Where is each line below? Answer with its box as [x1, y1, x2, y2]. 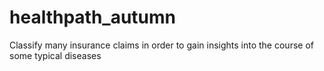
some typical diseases [9, 49, 102, 61]
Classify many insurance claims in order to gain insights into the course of [9, 39, 314, 51]
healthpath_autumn [9, 6, 177, 29]
